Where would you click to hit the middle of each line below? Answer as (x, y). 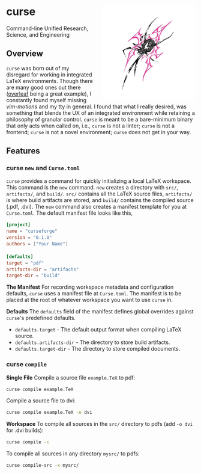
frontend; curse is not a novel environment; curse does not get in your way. (99, 132)
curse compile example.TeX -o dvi (49, 413)
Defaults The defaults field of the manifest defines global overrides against (100, 312)
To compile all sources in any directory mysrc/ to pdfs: (73, 454)
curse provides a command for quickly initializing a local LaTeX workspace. (99, 181)
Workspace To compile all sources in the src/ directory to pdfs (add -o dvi (100, 424)
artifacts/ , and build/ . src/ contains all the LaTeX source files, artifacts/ (99, 194)
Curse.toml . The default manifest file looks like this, (70, 213)
